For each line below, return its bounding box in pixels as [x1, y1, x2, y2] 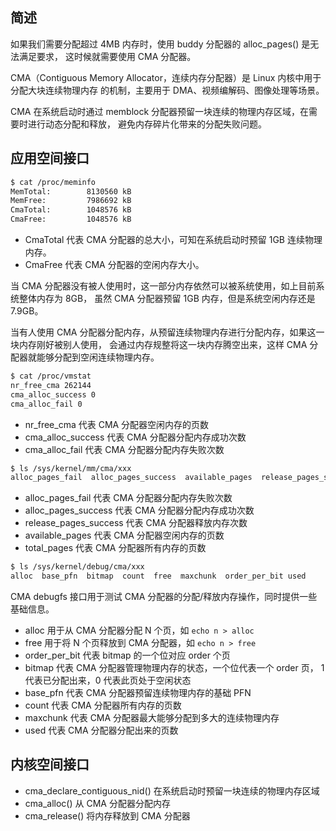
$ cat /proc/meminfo [10, 177, 97, 187]
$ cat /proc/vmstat [10, 371, 92, 381]
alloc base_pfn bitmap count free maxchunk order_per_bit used [10, 571, 307, 582]
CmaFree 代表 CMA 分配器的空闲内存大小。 [24, 259, 205, 270]
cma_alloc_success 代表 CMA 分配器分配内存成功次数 [24, 431, 247, 443]
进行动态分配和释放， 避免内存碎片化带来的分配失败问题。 [27, 118, 267, 130]
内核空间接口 [10, 756, 90, 773]
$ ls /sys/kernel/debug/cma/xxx [10, 562, 145, 572]
